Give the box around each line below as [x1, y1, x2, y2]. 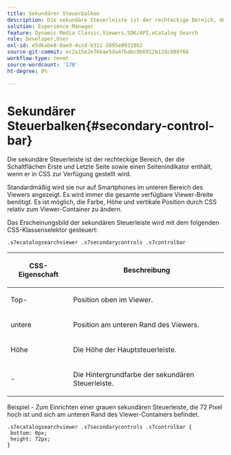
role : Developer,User [7, 36, 69, 43]
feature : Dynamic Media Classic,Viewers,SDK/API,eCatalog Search [7, 29, 198, 36]
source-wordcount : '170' [7, 61, 78, 68]
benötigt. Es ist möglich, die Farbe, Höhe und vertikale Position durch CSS [7, 198, 217, 207]
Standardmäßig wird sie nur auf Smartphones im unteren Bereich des [7, 183, 203, 191]
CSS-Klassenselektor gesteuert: [7, 226, 98, 234]
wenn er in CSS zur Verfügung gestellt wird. [7, 170, 132, 178]
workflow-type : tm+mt [7, 55, 69, 62]
